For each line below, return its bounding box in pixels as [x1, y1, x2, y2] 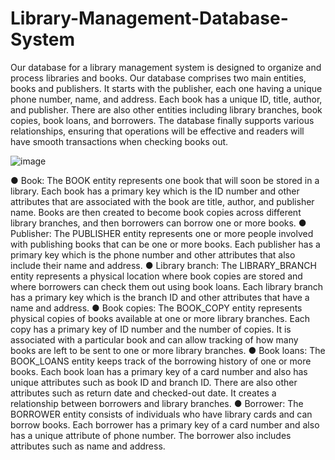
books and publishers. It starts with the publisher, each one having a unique [10, 82, 323, 94]
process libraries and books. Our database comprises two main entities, [10, 72, 307, 84]
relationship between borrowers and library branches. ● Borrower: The [10, 397, 304, 409]
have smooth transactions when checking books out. [10, 135, 229, 147]
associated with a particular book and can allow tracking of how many [10, 333, 299, 346]
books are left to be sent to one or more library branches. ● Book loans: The [10, 344, 326, 356]
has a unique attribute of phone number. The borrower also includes [10, 429, 292, 441]
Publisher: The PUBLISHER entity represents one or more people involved [10, 227, 314, 239]
